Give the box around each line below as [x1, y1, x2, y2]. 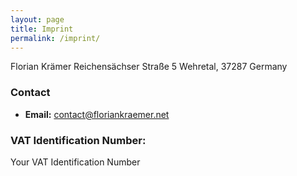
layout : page [10, 14, 65, 25]
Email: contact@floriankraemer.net [24, 108, 170, 120]
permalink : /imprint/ [10, 33, 101, 43]
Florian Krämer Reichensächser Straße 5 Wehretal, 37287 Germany [10, 61, 288, 73]
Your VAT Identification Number [10, 156, 141, 168]
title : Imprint [10, 24, 74, 34]
